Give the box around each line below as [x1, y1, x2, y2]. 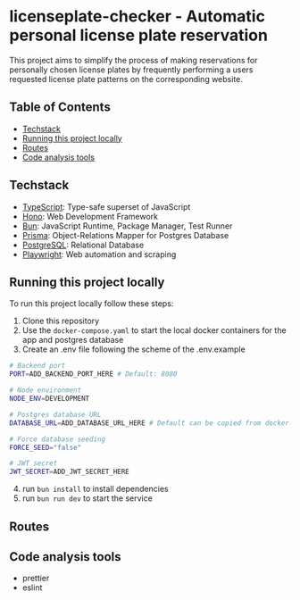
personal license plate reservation [9, 25, 268, 46]
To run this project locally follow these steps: [9, 298, 174, 309]
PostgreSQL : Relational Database [21, 239, 145, 250]
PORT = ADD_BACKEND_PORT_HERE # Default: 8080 [9, 370, 178, 379]
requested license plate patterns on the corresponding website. [9, 73, 244, 84]
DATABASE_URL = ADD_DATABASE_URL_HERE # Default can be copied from [9, 418, 262, 428]
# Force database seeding [9, 435, 105, 444]
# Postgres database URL [9, 410, 102, 419]
